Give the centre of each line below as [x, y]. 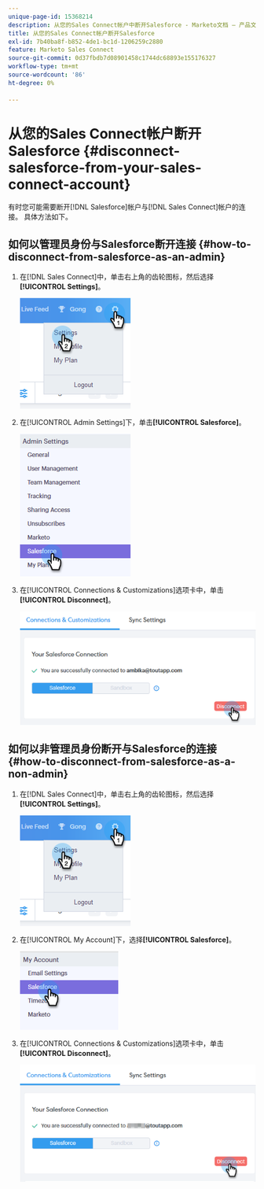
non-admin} [38, 774]
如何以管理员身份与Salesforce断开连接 [102, 244]
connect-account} [70, 184]
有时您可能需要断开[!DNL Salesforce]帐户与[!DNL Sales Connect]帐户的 [124, 207]
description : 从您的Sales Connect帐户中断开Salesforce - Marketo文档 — [122, 25]
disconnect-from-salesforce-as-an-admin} [117, 257]
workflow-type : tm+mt [44, 67]
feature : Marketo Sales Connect [61, 50]
